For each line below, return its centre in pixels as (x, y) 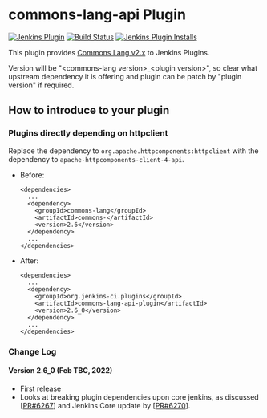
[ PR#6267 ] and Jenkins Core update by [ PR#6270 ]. (105, 405)
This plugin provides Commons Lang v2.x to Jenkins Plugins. (109, 52)
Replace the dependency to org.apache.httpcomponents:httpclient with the (133, 151)
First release (40, 388)
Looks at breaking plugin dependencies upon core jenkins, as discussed (139, 397)
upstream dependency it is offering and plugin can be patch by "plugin (125, 76)
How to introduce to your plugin (89, 110)
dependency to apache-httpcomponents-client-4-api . (96, 159)
